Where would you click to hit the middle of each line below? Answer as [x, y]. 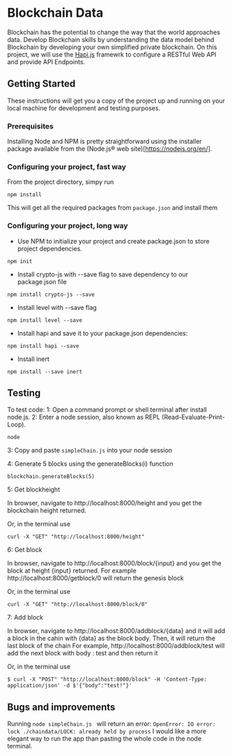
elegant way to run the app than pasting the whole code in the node [105, 739]
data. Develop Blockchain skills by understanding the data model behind [111, 39]
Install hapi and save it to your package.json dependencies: [102, 333]
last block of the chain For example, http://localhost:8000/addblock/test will [116, 646]
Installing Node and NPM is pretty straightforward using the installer [105, 142]
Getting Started [41, 84]
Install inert [33, 359]
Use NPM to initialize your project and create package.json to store [114, 241]
